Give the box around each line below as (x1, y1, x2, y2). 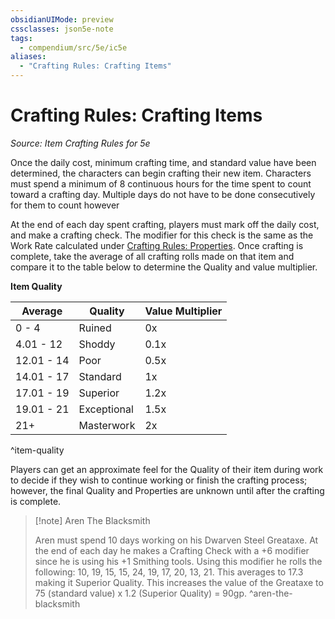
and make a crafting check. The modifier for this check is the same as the (10, 229, 314, 241)
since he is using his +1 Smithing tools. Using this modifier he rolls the (34, 555, 323, 567)
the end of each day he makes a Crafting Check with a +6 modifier (34, 544, 310, 556)
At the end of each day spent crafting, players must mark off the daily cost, (10, 218, 320, 230)
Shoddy (78, 337, 116, 351)
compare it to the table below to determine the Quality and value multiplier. (10, 261, 318, 273)
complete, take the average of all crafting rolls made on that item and (10, 250, 295, 262)
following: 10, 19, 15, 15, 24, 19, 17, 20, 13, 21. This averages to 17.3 (34, 566, 304, 578)
